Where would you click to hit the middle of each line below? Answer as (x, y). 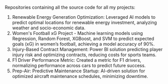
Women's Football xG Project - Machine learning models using (77, 33)
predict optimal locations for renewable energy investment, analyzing (85, 23)
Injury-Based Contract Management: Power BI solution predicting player (87, 49)
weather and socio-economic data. (49, 28)
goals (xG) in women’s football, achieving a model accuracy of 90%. (83, 44)
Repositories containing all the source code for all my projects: (70, 7)
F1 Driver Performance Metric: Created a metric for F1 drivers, (77, 60)
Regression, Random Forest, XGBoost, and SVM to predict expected (83, 38)
